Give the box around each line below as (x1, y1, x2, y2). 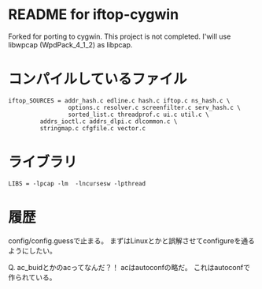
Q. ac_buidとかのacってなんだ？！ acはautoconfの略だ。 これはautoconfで (8, 262, 250, 272)
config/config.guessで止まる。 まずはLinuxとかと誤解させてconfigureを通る (8, 235, 256, 246)
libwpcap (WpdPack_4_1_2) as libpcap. (8, 39, 133, 49)
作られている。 (8, 272, 57, 282)
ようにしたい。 (8, 246, 57, 255)
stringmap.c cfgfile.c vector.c (39, 124, 146, 132)
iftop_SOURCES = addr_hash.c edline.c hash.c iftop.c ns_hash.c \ (8, 96, 231, 104)
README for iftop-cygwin (8, 6, 179, 24)
